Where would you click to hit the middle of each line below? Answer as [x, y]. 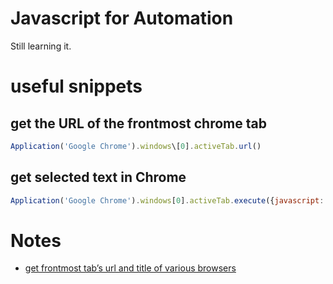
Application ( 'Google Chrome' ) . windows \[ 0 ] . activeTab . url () [136, 146]
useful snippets [76, 86]
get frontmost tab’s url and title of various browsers [130, 268]
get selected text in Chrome [98, 177]
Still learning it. [41, 46]
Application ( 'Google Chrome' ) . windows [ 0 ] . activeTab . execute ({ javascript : [167, 200]
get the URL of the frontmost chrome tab [138, 123]
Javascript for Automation [122, 18]
